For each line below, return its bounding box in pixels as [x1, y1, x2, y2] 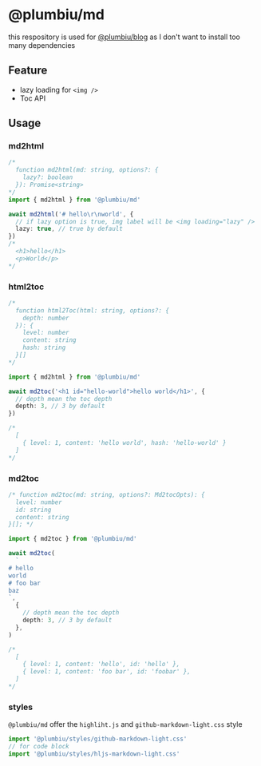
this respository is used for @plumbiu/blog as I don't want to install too [8, 32, 241, 42]
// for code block [8, 743, 69, 751]
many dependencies [8, 40, 76, 50]
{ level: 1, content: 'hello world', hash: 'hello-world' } [22, 439, 227, 447]
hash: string [22, 343, 66, 352]
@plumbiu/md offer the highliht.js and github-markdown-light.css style [8, 720, 243, 729]
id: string [15, 506, 52, 514]
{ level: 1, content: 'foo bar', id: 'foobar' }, [22, 668, 192, 676]
